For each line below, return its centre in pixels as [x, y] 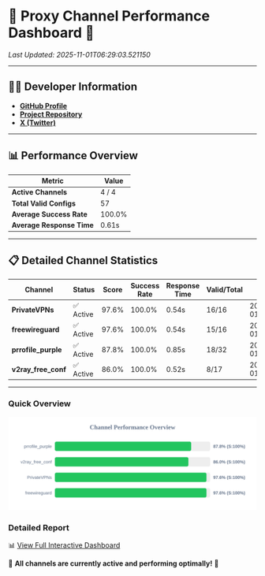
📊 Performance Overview [73, 156]
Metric [53, 181]
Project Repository [51, 114]
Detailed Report [39, 527]
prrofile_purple [37, 349]
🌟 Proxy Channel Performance [109, 16]
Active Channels [39, 192]
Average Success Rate [50, 214]
